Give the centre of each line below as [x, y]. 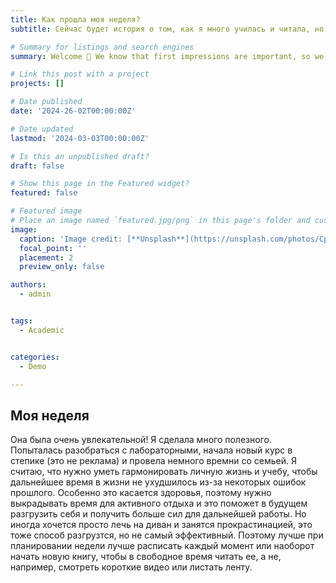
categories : [35, 357]
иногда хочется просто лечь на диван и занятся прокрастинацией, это [161, 525]
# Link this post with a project [80, 74]
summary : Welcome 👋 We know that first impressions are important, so [160, 56]
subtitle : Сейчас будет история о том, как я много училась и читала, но [167, 29]
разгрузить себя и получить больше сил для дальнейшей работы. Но [158, 514]
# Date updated [42, 129]
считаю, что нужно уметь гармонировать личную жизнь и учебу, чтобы [164, 472]
